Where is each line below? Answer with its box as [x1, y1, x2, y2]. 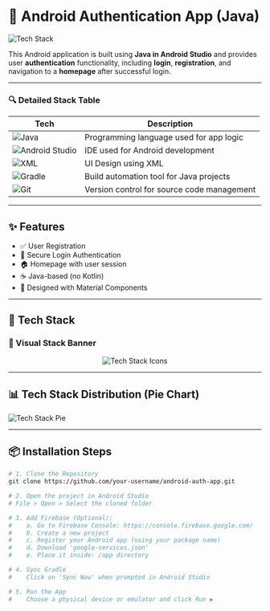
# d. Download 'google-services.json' [8, 544, 149, 552]
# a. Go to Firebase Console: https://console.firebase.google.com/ [8, 521, 253, 529]
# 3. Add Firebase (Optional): [8, 514, 113, 522]
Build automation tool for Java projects [84, 171, 231, 182]
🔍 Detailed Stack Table [8, 94, 100, 105]
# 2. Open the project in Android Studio [8, 492, 149, 500]
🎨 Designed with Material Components [19, 283, 148, 292]
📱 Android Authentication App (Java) [8, 7, 260, 26]
